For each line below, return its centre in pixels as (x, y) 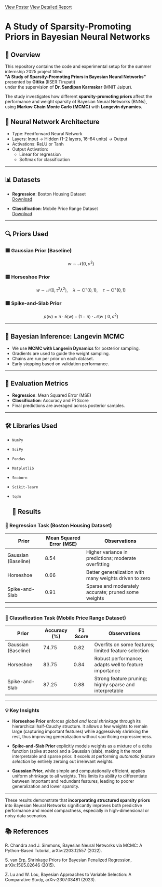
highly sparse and (115, 685)
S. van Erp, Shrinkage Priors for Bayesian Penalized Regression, (68, 860)
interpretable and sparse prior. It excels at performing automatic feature (83, 756)
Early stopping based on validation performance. (61, 364)
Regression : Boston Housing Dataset (49, 194)
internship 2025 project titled (34, 72)
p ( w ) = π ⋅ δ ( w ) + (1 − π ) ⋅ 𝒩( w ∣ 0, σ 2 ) (81, 316)
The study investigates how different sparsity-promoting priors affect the (79, 96)
